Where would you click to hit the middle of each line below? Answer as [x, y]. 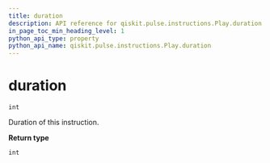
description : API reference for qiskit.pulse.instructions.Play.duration [135, 23]
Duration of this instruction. [54, 123]
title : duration [36, 16]
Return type [29, 138]
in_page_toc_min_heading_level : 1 [67, 31]
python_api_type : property [54, 38]
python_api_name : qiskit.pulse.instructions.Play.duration [110, 46]
